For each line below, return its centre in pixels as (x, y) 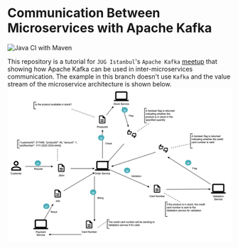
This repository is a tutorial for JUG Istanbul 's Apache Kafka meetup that (113, 61)
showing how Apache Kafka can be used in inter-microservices (100, 69)
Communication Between (84, 13)
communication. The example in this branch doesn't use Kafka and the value (119, 77)
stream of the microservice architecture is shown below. (90, 84)
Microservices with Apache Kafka (110, 28)
